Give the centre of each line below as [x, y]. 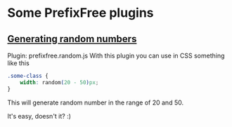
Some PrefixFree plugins [80, 13]
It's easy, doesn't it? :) [39, 116]
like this [18, 63]
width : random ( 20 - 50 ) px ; [59, 82]
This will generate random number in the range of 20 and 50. [96, 102]
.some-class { [28, 76]
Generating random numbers [72, 39]
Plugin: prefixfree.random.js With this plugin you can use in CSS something [116, 55]
